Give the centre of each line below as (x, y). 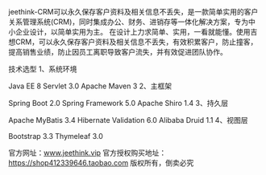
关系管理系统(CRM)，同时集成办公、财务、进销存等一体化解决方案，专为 (129, 22)
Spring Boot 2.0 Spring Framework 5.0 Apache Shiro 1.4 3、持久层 (118, 103)
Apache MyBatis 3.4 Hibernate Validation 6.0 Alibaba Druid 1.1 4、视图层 (128, 120)
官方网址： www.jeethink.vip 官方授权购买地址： (87, 153)
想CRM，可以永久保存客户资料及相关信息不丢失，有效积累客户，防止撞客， (133, 42)
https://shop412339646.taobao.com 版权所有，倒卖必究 (101, 163)
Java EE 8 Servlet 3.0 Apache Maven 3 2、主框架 (90, 86)
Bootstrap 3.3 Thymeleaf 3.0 (56, 136)
